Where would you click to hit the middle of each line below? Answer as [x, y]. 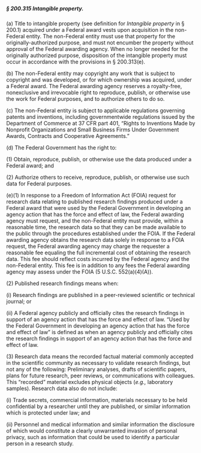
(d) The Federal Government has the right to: [61, 148]
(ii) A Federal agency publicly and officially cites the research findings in [95, 313]
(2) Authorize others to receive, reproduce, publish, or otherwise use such [98, 177]
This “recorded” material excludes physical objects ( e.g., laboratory [90, 382]
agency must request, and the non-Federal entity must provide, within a [95, 220]
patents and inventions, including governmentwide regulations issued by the [100, 116]
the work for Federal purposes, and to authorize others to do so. [85, 98]
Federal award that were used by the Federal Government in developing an [98, 208]
